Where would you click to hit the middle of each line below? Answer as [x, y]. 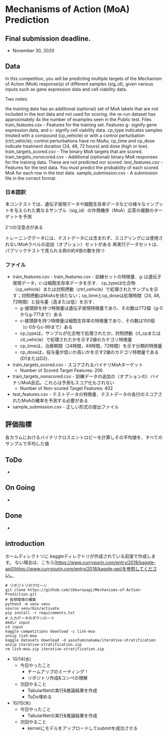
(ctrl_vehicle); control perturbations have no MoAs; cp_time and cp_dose [80, 141]
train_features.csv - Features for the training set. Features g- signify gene [81, 125]
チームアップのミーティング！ [58, 672]
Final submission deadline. [48, 38]
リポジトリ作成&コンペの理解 [57, 678]
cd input [14, 627]
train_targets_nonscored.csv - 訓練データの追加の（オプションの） [81, 376]
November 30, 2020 [33, 51]
